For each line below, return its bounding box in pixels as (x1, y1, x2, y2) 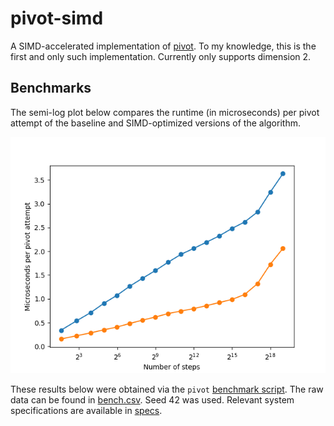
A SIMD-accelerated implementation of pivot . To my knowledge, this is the (10, 40, 317, 52)
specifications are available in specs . (10, 404, 163, 416)
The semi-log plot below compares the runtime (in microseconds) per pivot (10, 106, 320, 118)
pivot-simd (10, 7, 104, 30)
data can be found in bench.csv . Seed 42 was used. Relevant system (10, 393, 295, 406)
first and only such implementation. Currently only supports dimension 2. (10, 50, 312, 62)
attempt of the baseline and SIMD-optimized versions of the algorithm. (10, 117, 301, 129)
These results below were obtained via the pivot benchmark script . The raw (10, 383, 324, 395)
